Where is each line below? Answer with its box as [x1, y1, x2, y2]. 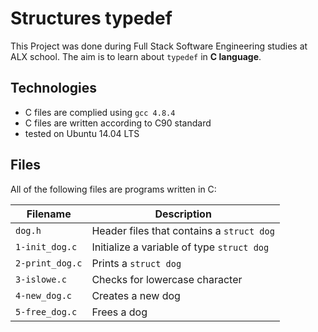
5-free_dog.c [15, 306, 78, 317]
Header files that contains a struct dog [91, 223, 275, 237]
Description [154, 207, 212, 221]
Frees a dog [91, 305, 148, 319]
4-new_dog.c [15, 290, 73, 301]
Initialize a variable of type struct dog [91, 240, 270, 254]
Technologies [10, 80, 98, 97]
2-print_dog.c [15, 257, 83, 269]
